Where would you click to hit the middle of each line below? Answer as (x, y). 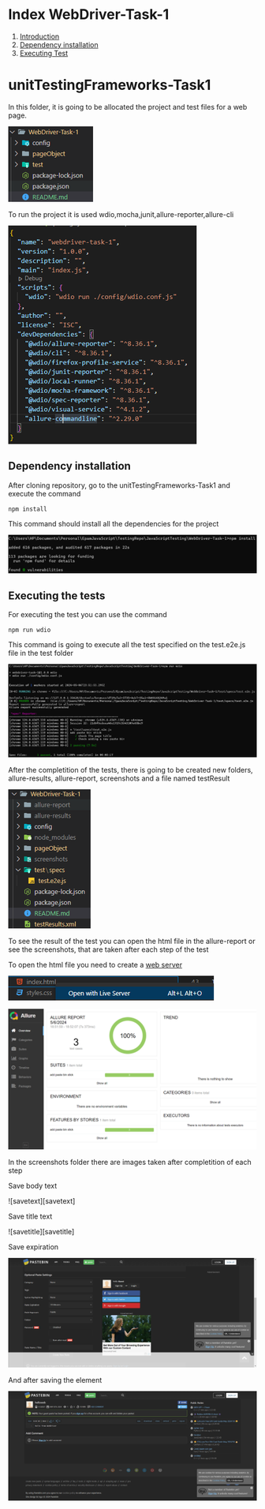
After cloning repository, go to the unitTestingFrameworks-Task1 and (119, 485)
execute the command (45, 493)
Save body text (33, 1186)
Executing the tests (57, 595)
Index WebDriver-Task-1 (89, 15)
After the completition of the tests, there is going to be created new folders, (131, 769)
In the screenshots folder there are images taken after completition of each (130, 1163)
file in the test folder (41, 653)
